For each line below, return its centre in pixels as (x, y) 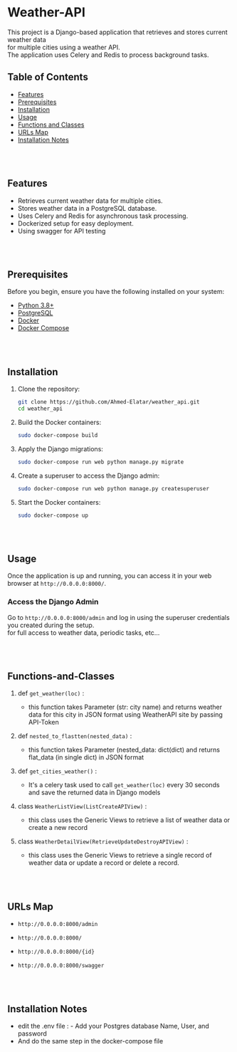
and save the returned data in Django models (94, 793)
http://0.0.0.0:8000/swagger (61, 966)
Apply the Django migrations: (60, 448)
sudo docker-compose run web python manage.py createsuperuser (114, 488)
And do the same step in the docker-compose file (90, 1041)
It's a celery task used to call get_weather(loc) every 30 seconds (124, 785)
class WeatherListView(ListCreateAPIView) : (82, 806)
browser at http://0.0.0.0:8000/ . (57, 584)
